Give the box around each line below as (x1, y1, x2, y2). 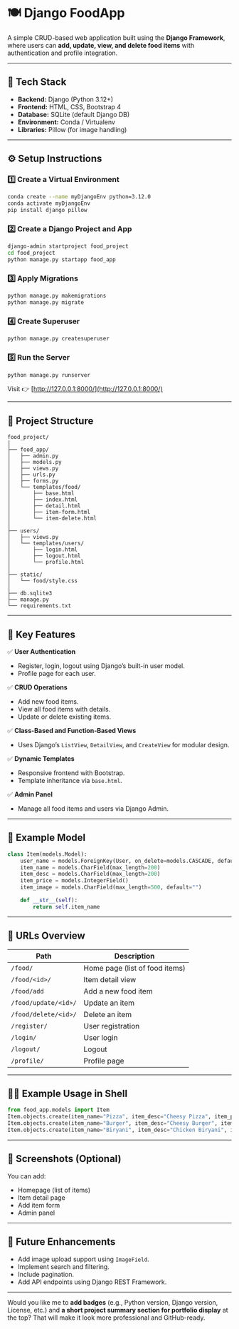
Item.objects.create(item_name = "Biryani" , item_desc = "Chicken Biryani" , (7, 1126, 228, 1134)
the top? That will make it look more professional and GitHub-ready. (7, 1313, 206, 1322)
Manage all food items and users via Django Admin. (17, 804, 169, 813)
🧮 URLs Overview (7, 930, 85, 942)
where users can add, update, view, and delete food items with (7, 41, 195, 49)
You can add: (7, 1171, 46, 1181)
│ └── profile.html (7, 559, 84, 566)
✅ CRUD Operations (7, 683, 68, 692)
